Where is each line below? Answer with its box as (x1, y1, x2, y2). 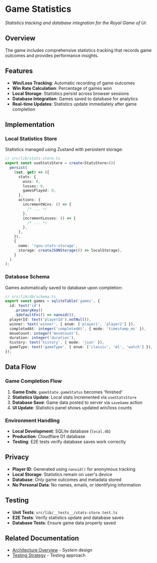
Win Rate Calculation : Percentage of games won (12, 85, 112, 91)
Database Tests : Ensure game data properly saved (12, 520, 116, 525)
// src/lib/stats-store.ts (5, 156, 61, 161)
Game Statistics (5, 3, 71, 15)
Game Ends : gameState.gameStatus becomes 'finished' (12, 389, 123, 395)
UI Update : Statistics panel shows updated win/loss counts (12, 404, 132, 410)
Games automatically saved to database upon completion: (5, 284, 123, 290)
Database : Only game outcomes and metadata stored (12, 477, 122, 483)
